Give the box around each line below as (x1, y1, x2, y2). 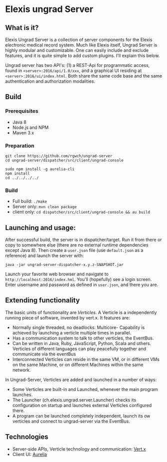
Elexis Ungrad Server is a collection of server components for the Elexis (5, 36, 153, 42)
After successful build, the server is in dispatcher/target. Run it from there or (5, 236, 162, 243)
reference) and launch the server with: (5, 252, 84, 258)
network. (12, 366, 31, 373)
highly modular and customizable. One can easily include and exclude (5, 47, 149, 53)
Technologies (5, 432, 49, 441)
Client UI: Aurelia (12, 451, 47, 457)
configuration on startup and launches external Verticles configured (12, 402, 152, 408)
